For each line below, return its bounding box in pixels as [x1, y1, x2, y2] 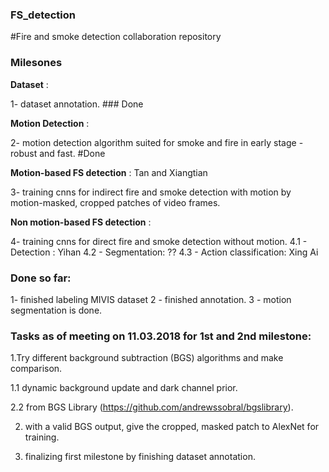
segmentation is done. [10, 304, 103, 316]
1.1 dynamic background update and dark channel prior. [10, 382, 238, 394]
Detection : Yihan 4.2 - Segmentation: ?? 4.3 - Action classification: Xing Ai [10, 246, 319, 258]
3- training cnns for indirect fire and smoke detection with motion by [10, 186, 292, 198]
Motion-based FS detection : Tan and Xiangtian [10, 166, 208, 178]
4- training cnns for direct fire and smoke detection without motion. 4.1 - [10, 235, 308, 247]
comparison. [10, 363, 63, 375]
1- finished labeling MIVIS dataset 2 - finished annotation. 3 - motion [10, 293, 292, 305]
